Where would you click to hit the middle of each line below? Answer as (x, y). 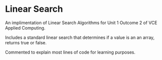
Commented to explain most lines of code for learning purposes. (70, 52)
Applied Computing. (25, 28)
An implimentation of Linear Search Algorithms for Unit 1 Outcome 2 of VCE (81, 23)
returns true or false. (26, 42)
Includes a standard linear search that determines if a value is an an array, (80, 37)
